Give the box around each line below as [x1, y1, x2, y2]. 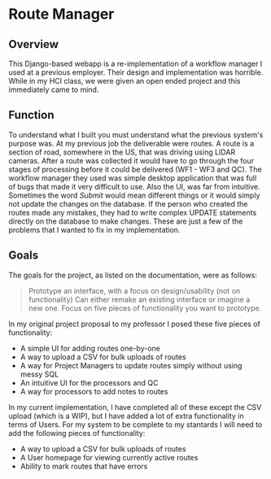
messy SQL [20, 369, 59, 379]
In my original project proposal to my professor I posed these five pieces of [8, 319, 260, 329]
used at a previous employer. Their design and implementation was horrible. [8, 67, 264, 77]
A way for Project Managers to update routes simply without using [20, 360, 243, 370]
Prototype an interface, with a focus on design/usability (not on [28, 285, 241, 295]
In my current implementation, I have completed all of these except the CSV [8, 402, 262, 412]
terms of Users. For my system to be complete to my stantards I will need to [8, 420, 263, 429]
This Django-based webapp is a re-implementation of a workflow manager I [8, 59, 263, 68]
